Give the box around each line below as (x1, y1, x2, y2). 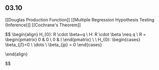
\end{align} (5, 51, 28, 57)
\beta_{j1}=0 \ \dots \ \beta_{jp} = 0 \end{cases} (5, 41, 102, 48)
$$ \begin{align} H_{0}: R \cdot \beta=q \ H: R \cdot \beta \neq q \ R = (5, 31, 146, 37)
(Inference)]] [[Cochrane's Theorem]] (5, 22, 81, 28)
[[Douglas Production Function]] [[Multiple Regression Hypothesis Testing (5, 17, 155, 22)
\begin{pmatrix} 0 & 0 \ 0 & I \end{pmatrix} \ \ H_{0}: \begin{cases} (5, 36, 141, 42)
